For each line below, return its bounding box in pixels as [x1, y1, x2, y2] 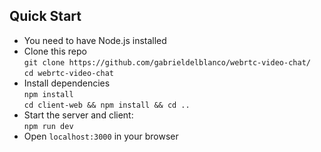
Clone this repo [23, 45, 87, 57]
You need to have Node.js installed [23, 34, 167, 46]
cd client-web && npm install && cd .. [23, 100, 191, 110]
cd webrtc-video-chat [23, 68, 114, 78]
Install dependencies [23, 77, 111, 89]
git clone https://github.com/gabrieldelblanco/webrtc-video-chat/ [23, 57, 311, 68]
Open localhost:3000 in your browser [23, 130, 179, 142]
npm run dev [23, 121, 74, 131]
